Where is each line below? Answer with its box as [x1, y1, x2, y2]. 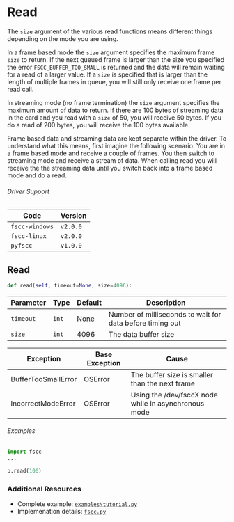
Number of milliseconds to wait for [108, 309, 221, 319]
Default [76, 297, 102, 307]
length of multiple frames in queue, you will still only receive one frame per [7, 77, 221, 86]
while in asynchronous [130, 398, 205, 408]
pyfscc [10, 242, 33, 250]
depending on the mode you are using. [7, 34, 118, 42]
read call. [7, 85, 34, 93]
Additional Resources [7, 484, 81, 493]
